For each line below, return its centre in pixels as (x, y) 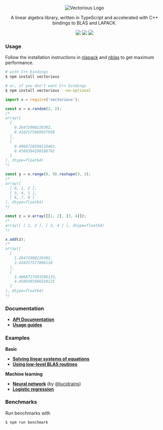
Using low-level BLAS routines (45, 364)
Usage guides (27, 325)
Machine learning (24, 374)
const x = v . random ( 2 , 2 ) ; (33, 109)
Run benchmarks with (28, 413)
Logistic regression (33, 389)
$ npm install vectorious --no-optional (48, 90)
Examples (18, 338)
